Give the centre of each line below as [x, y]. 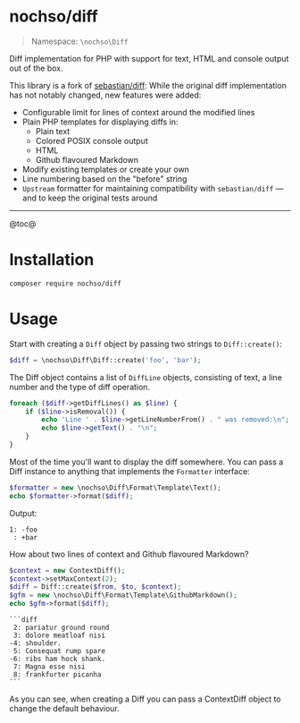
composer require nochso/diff [66, 284]
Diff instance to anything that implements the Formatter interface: [129, 471]
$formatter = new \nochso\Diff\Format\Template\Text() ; [115, 488]
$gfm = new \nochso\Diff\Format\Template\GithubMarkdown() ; [124, 595]
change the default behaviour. [65, 709]
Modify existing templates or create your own [106, 169]
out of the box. [36, 68]
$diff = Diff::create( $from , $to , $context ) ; [95, 587]
